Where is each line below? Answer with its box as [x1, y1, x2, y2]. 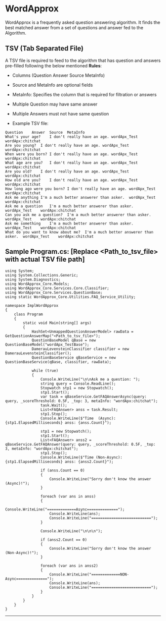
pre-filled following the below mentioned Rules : [5, 62, 102, 68]
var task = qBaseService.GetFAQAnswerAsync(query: [40, 394, 147, 399]
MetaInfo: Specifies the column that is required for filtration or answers [12, 91, 157, 97]
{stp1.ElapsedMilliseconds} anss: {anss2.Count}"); [5, 459, 114, 464]
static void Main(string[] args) [23, 320, 92, 325]
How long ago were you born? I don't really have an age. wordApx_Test [5, 186, 156, 191]
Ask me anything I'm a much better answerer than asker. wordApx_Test [5, 195, 156, 200]
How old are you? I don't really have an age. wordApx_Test [5, 177, 138, 182]
